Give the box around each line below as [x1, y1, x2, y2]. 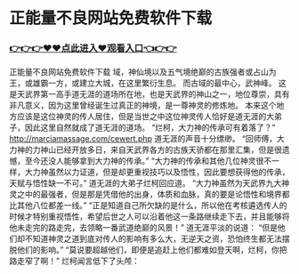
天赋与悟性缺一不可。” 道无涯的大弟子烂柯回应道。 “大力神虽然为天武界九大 [9, 178, 282, 189]
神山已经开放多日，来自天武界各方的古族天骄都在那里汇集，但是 [39, 144, 274, 156]
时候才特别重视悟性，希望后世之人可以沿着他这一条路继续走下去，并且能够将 [9, 211, 290, 222]
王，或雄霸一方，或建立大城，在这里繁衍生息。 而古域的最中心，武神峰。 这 [9, 77, 287, 89]
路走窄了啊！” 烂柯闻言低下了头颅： [9, 255, 141, 267]
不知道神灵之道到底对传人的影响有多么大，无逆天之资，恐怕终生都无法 [24, 233, 282, 245]
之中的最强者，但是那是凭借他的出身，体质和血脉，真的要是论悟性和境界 [16, 189, 282, 200]
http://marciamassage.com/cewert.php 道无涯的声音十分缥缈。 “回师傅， [9, 133, 278, 144]
